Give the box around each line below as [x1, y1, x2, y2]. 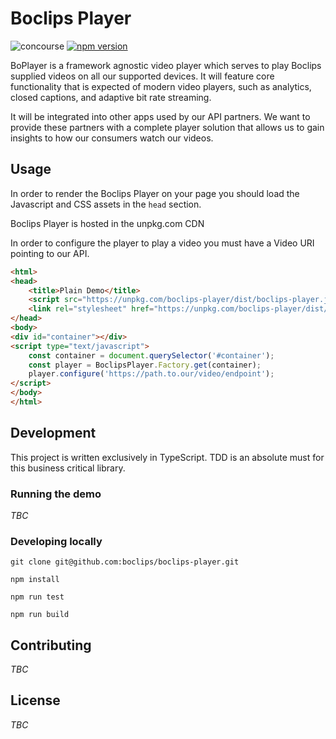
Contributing [10, 637, 92, 654]
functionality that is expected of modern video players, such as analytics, [10, 80, 312, 92]
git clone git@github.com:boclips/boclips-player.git [10, 557, 240, 567]
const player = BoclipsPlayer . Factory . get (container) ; [28, 360, 262, 370]
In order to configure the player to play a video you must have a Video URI [10, 237, 315, 249]
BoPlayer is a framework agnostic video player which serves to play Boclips [10, 59, 322, 71]
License [10, 692, 61, 709]
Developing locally [10, 534, 103, 548]
